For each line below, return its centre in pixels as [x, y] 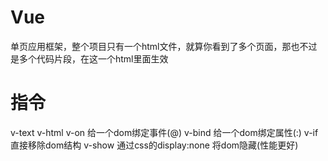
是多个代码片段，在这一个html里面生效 [89, 58]
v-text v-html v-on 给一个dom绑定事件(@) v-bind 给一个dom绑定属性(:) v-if [164, 132]
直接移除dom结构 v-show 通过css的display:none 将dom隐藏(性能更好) [154, 145]
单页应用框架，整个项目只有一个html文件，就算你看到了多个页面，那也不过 [164, 46]
